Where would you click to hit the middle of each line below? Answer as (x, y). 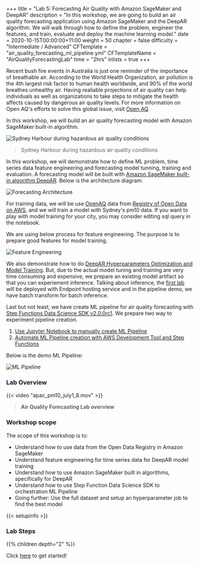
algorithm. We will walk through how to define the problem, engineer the (94, 27)
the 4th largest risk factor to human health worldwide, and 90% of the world (99, 84)
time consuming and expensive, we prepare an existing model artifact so (95, 276)
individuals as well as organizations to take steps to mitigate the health (92, 96)
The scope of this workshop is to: (47, 436)
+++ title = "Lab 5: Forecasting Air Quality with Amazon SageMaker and (94, 9)
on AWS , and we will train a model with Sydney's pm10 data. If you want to (97, 210)
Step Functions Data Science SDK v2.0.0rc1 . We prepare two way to (89, 313)
